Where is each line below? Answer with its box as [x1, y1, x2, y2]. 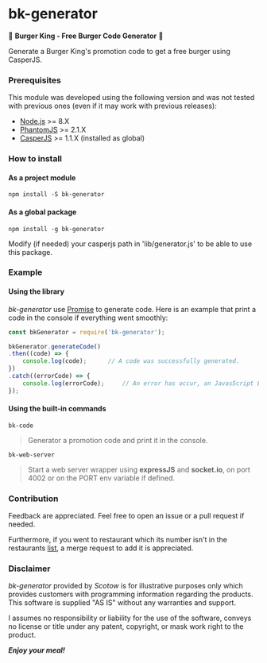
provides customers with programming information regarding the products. [8, 589, 253, 599]
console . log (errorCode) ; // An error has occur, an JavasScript [22, 379, 254, 387]
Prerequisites [8, 75, 61, 86]
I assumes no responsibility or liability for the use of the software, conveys [8, 613, 252, 623]
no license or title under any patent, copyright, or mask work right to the [8, 622, 244, 631]
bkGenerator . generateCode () [8, 342, 102, 350]
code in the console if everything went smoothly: [8, 313, 168, 322]
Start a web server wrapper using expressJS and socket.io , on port [27, 464, 250, 474]
